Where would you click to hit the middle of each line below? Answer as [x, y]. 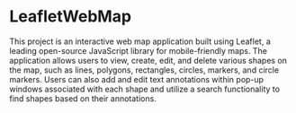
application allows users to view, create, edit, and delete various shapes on [148, 60]
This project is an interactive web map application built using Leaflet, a [140, 41]
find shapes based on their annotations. [83, 98]
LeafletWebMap [71, 17]
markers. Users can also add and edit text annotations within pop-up [136, 79]
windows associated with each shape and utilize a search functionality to [145, 89]
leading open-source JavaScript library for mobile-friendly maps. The [139, 50]
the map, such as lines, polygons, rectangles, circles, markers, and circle [144, 70]
